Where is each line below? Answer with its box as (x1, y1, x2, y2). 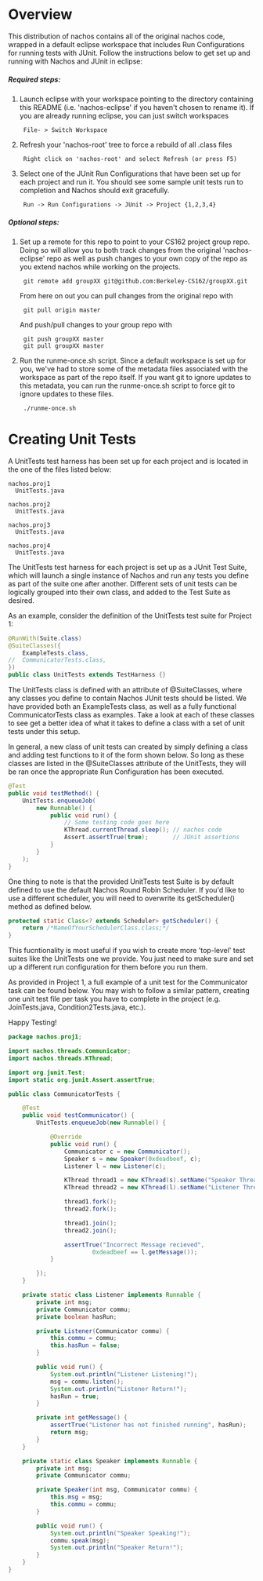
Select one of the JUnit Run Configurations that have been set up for (19, 169, 241, 178)
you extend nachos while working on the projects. (19, 261, 181, 272)
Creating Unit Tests (8, 430, 137, 448)
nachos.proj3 (8, 520, 51, 529)
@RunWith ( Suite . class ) (8, 634, 82, 642)
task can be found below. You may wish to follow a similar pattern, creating (8, 986, 250, 995)
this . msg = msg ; (49, 1493, 103, 1501)
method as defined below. (8, 901, 92, 911)
